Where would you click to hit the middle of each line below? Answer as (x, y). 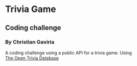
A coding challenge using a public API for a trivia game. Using (68, 52)
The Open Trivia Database (32, 58)
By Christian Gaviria (30, 42)
